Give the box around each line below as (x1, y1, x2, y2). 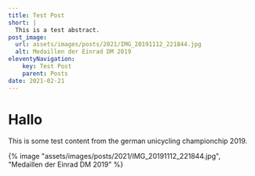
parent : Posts (22, 70, 68, 77)
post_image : (8, 33, 47, 41)
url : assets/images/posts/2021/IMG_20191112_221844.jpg (15, 41, 202, 48)
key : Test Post (22, 63, 72, 70)
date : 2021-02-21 (8, 77, 65, 84)
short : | (8, 19, 37, 27)
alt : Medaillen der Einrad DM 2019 (15, 48, 132, 56)
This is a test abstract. (15, 26, 100, 34)
